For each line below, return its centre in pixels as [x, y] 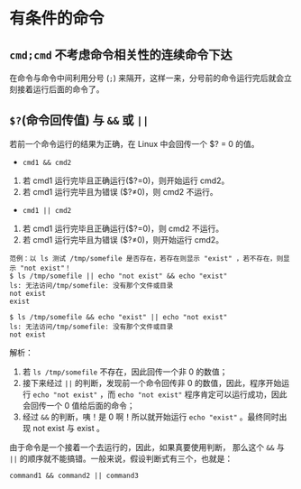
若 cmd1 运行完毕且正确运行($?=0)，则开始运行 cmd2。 [126, 180]
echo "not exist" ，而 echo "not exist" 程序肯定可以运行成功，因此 [160, 394]
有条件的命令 [57, 18]
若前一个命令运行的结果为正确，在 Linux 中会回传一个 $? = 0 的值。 [134, 143]
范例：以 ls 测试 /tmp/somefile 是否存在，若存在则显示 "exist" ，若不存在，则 [146, 258]
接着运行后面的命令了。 [60, 89]
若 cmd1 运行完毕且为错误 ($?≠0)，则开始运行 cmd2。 [123, 239]
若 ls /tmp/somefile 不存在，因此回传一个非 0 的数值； [125, 372]
